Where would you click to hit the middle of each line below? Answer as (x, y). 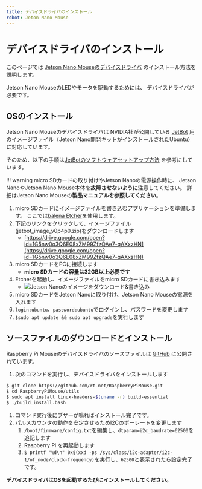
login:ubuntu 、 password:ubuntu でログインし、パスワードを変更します (102, 310)
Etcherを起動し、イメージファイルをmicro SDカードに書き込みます (98, 280)
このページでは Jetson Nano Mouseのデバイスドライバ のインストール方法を (101, 67)
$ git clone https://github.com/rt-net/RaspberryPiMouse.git (85, 386)
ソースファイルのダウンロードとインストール (89, 338)
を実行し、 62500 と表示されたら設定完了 (144, 459)
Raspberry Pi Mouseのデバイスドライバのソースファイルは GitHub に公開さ (99, 354)
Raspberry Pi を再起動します (59, 445)
